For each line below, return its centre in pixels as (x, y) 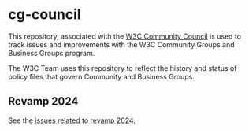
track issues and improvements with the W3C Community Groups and (121, 44)
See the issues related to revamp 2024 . (72, 120)
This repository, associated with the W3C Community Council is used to (125, 36)
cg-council (45, 15)
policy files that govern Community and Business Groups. (102, 76)
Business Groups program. (52, 53)
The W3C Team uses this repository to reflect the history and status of (123, 68)
